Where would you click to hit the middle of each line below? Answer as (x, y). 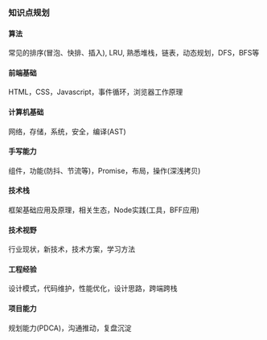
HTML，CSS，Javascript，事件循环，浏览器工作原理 (96, 92)
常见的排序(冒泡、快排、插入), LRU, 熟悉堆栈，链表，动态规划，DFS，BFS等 (134, 53)
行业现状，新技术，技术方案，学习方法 (72, 249)
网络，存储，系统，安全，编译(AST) (67, 131)
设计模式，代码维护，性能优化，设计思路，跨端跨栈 (93, 289)
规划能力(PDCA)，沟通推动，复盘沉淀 (70, 328)
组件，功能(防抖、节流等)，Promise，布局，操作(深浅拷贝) (105, 170)
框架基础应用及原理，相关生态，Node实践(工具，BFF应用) (104, 210)
